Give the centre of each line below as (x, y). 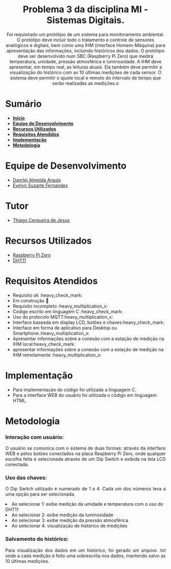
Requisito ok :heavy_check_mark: (48, 295)
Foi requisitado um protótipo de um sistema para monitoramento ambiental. (85, 34)
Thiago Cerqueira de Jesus (41, 220)
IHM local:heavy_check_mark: (44, 344)
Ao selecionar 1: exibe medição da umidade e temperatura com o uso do (88, 504)
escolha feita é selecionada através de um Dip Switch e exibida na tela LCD (85, 459)
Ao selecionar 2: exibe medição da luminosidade (63, 515)
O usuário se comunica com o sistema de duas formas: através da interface (85, 448)
